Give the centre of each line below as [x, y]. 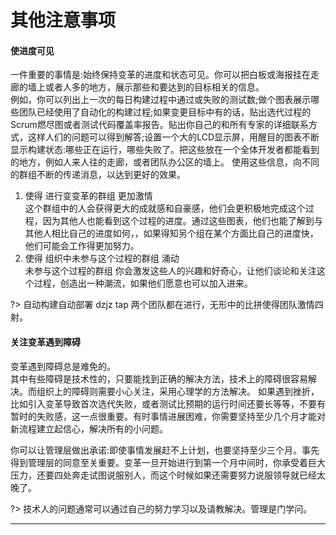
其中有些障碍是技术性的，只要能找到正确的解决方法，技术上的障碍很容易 [159, 378]
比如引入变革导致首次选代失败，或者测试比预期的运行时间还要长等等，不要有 [168, 403]
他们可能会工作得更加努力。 [82, 246]
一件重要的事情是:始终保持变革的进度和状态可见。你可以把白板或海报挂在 [161, 75]
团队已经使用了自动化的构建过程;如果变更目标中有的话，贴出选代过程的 [165, 112]
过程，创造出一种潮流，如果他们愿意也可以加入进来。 [143, 283]
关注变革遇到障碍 [45, 342]
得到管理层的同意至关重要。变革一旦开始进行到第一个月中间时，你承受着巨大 [168, 462]
